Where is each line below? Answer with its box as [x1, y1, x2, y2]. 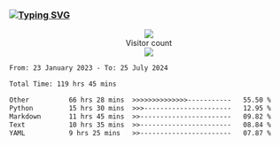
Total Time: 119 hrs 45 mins [9, 80, 117, 88]
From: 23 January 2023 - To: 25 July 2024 [9, 64, 168, 72]
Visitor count [125, 38, 173, 49]
